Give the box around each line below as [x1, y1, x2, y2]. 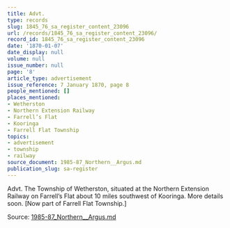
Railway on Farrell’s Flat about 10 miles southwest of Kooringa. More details [7, 192, 224, 200]
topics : [7, 133, 30, 140]
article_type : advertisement [7, 74, 92, 82]
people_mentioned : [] [7, 88, 70, 95]
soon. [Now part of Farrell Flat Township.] [7, 199, 127, 207]
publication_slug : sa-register [7, 165, 98, 172]
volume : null [7, 56, 45, 63]
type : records [7, 17, 49, 24]
